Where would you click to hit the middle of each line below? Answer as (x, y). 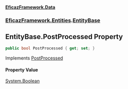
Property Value (22, 70)
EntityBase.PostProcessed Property (64, 36)
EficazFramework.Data (30, 7)
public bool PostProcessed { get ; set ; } (50, 48)
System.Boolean (23, 81)
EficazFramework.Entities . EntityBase (53, 20)
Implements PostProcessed (34, 58)
